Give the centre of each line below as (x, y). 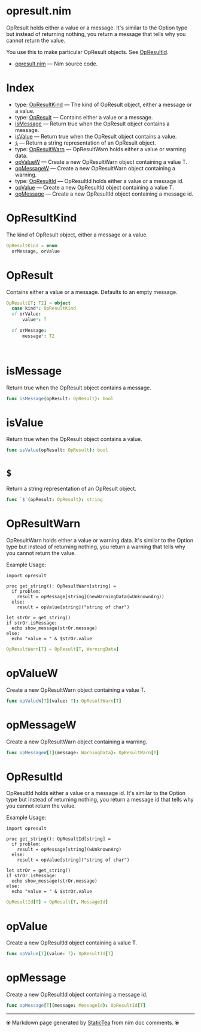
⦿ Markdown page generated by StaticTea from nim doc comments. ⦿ (93, 1022)
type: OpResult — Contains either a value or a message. (84, 117)
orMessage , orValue (36, 251)
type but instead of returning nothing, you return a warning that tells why (96, 547)
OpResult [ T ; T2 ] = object (38, 303)
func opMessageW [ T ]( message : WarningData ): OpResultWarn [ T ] (83, 752)
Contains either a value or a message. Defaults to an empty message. (92, 292)
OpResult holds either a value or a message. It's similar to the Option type (97, 28)
